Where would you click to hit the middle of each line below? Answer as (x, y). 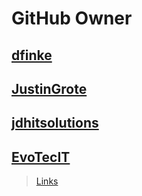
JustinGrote (49, 88)
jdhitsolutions (55, 123)
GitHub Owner (72, 18)
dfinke (32, 55)
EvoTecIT (41, 157)
